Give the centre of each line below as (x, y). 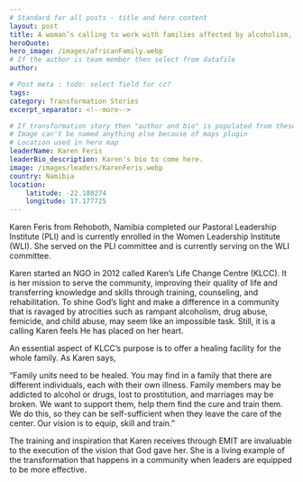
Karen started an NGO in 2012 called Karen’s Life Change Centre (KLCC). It (148, 273)
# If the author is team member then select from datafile (123, 60)
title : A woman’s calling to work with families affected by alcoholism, (151, 34)
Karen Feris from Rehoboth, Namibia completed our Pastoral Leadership (143, 227)
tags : (19, 93)
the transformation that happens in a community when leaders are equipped (151, 460)
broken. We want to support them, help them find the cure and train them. (146, 404)
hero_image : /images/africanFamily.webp (87, 51)
